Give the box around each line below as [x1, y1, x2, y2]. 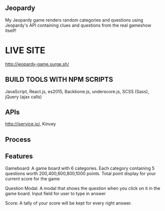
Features [5, 152, 33, 161]
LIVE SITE [5, 45, 46, 56]
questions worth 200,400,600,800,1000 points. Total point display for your [5, 170, 156, 176]
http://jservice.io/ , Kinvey [5, 121, 56, 127]
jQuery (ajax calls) [5, 94, 42, 100]
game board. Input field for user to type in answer [5, 190, 106, 196]
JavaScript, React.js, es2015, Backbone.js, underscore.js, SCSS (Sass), [5, 88, 149, 94]
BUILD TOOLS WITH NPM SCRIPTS [5, 75, 113, 84]
